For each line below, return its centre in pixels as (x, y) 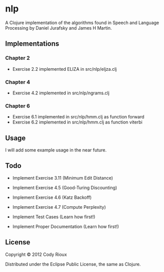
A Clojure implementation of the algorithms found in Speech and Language (82, 23)
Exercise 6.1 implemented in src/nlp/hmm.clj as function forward (78, 117)
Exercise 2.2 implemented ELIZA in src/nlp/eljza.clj (64, 69)
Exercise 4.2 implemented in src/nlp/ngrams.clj (61, 93)
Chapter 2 (17, 58)
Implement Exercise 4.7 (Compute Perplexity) (59, 207)
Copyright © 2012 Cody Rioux (36, 254)
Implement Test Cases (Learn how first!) (54, 217)
